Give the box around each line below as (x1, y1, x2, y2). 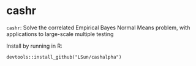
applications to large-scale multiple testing (6, 30, 114, 37)
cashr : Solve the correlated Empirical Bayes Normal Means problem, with (6, 24, 190, 31)
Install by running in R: (6, 42, 62, 50)
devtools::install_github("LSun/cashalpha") (6, 54, 122, 60)
